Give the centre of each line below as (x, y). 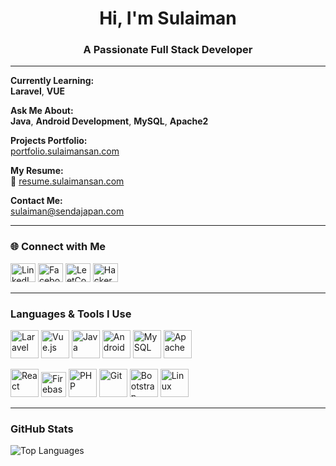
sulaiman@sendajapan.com (67, 211)
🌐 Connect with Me (58, 247)
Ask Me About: (42, 111)
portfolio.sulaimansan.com (65, 151)
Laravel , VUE (37, 91)
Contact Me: (36, 201)
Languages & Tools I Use (71, 314)
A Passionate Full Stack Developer (168, 50)
